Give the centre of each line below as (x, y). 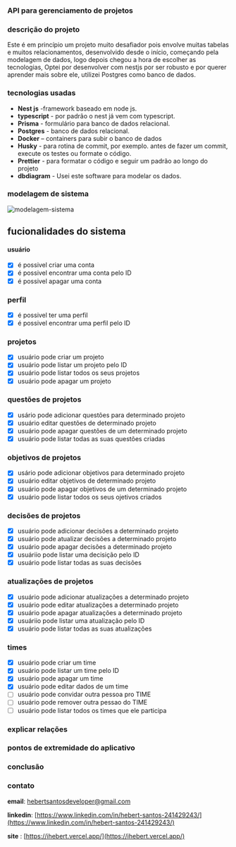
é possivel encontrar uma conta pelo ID (74, 273)
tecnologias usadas (42, 93)
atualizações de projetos (50, 581)
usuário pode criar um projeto (61, 357)
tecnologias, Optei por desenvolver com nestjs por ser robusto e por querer (117, 67)
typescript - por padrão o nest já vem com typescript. (96, 116)
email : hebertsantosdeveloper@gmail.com (69, 801)
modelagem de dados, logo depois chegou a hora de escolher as (102, 60)
